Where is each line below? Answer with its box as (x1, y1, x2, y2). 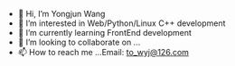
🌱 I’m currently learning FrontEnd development (17, 28, 193, 37)
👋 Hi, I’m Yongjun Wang (17, 9, 106, 19)
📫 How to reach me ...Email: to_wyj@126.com (17, 47, 190, 57)
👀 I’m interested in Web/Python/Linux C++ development (17, 18, 226, 29)
